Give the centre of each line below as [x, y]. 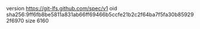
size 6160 [37, 21]
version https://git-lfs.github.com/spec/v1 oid [62, 8]
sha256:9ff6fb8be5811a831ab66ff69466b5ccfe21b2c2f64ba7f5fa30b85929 [100, 14]
